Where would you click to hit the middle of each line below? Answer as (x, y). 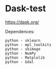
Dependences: (20, 31)
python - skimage (23, 49)
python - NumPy (21, 53)
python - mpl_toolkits (28, 45)
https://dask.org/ (22, 22)
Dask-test (26, 9)
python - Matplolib (25, 57)
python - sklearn (23, 40)
